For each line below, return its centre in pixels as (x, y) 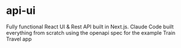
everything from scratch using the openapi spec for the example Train (91, 32)
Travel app (19, 39)
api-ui (21, 11)
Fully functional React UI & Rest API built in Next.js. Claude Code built (90, 27)
